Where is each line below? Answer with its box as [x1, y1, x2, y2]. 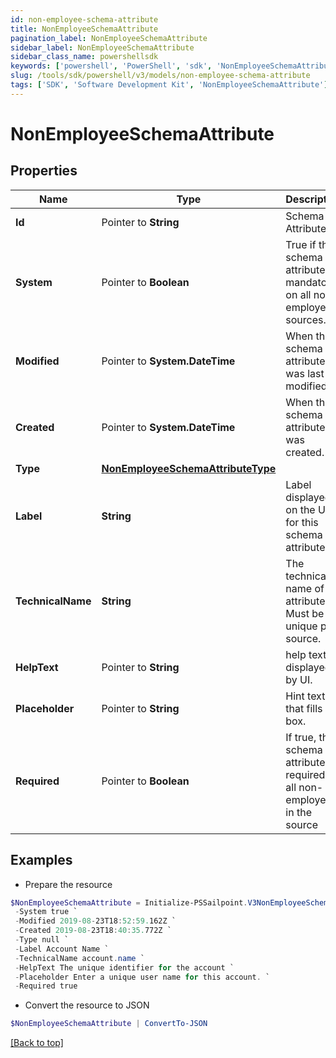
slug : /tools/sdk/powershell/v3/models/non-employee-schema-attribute [10, 71, 311, 81]
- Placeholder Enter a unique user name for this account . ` [14, 972, 271, 982]
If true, [285, 730, 317, 744]
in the [285, 805, 312, 819]
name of [285, 581, 325, 595]
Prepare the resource [24, 878, 113, 890]
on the [285, 502, 316, 516]
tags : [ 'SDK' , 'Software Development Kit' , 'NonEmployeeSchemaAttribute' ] [10, 80, 329, 90]
